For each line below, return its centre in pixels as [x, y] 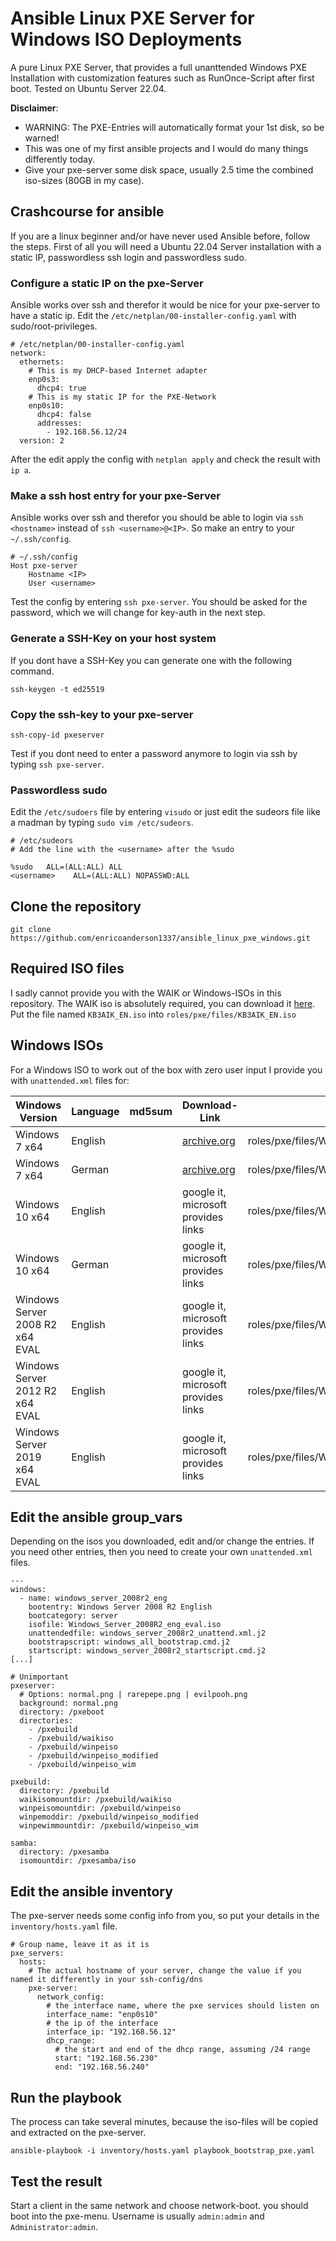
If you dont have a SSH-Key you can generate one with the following [151, 660]
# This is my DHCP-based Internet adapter [118, 371]
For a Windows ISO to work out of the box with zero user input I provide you [166, 1069]
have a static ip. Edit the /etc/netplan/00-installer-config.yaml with [153, 316]
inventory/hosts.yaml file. [64, 1926]
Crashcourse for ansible [87, 212]
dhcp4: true [61, 388]
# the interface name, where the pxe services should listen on [183, 2006]
